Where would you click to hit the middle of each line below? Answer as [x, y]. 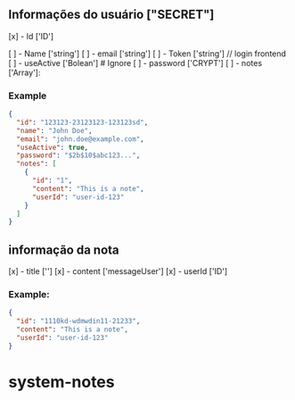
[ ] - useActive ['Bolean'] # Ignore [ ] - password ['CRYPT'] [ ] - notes [135, 62]
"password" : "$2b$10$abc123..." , [78, 155]
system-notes [61, 382]
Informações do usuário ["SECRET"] [111, 15]
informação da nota [64, 250]
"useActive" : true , [53, 147]
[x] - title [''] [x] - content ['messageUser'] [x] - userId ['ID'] [118, 271]
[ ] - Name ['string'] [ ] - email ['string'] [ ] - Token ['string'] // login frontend [147, 54]
